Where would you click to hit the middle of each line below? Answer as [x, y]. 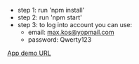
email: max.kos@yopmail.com [71, 32]
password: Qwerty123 [60, 40]
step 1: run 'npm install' [51, 10]
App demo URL [29, 53]
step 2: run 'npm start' [49, 17]
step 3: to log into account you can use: [75, 25]
